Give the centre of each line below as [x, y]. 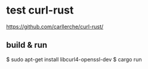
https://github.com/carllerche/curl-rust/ [55, 27]
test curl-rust [40, 10]
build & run [27, 45]
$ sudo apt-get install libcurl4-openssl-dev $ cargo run [74, 59]
